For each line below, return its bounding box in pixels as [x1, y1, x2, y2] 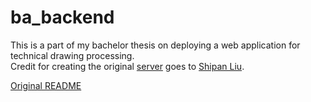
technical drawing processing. [10, 49, 135, 61]
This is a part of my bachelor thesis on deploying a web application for [10, 39, 301, 51]
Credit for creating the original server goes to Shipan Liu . [10, 60, 245, 72]
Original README [10, 79, 82, 91]
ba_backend [10, 6, 115, 29]
